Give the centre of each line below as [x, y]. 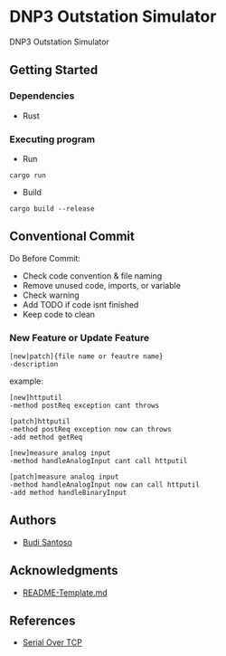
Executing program [52, 139]
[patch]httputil [40, 422]
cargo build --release [52, 209]
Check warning [51, 295]
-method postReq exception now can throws [90, 430]
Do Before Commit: [45, 258]
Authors [33, 521]
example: [26, 381]
